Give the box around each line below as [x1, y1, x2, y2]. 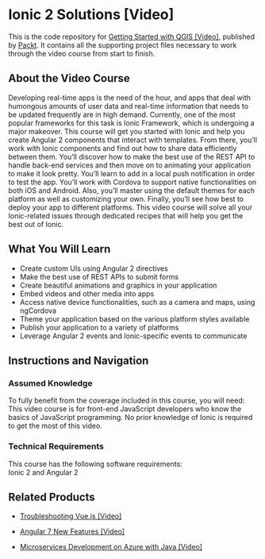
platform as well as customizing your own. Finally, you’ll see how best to [8, 194, 244, 203]
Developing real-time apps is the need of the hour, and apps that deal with [8, 93, 252, 102]
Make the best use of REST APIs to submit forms [19, 272, 179, 281]
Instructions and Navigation [8, 353, 149, 367]
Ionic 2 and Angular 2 [8, 467, 79, 477]
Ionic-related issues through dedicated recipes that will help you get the [8, 210, 244, 220]
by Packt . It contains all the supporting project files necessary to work [8, 40, 237, 49]
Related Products [8, 490, 95, 503]
